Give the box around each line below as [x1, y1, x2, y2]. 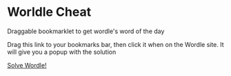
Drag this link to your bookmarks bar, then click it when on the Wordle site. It [7, 40, 224, 48]
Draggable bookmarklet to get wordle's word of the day [7, 27, 165, 35]
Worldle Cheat [7, 4, 92, 20]
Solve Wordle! [7, 61, 47, 69]
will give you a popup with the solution [7, 48, 117, 56]
